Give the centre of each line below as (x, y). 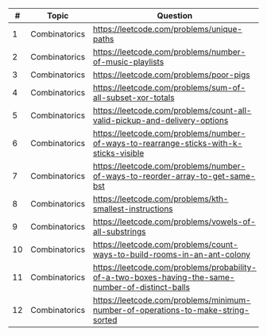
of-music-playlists (128, 62)
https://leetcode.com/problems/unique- (167, 29)
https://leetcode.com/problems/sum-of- (169, 88)
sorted (105, 320)
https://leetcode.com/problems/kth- (161, 199)
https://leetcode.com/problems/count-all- (172, 110)
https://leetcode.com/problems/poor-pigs (171, 75)
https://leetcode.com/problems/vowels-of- (174, 222)
